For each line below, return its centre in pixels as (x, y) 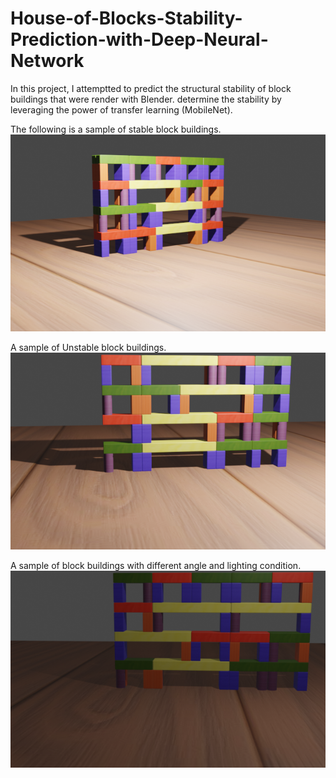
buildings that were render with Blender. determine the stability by (146, 99)
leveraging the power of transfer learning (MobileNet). (121, 109)
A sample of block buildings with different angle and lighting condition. (156, 565)
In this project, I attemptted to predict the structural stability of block (151, 88)
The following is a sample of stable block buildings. (116, 129)
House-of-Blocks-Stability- (126, 18)
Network (47, 61)
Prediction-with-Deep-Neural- (139, 39)
